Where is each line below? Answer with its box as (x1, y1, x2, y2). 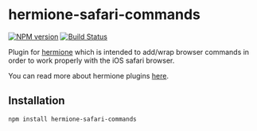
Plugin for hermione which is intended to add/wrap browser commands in (8, 47, 249, 56)
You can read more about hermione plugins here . (8, 71, 169, 80)
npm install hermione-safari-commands (8, 115, 137, 123)
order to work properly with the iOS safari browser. (8, 56, 175, 65)
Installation (8, 94, 65, 108)
